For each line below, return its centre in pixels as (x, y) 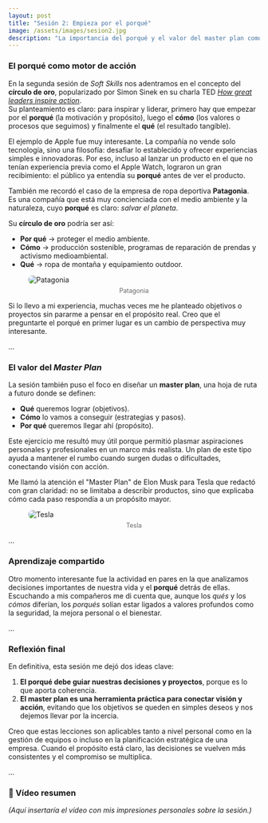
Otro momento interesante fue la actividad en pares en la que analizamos (128, 578)
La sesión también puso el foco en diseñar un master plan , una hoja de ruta (133, 385)
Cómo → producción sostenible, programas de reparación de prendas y (138, 247)
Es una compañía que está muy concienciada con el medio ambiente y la (128, 199)
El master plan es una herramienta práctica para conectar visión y (131, 699)
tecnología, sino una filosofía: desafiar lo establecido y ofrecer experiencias (133, 149)
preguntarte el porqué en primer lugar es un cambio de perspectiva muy (127, 322)
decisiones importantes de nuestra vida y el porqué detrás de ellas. (119, 587)
